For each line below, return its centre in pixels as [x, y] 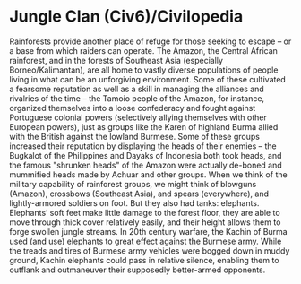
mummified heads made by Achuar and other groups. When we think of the [149, 174]
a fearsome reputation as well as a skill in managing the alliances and [137, 89]
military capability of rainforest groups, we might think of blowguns [133, 184]
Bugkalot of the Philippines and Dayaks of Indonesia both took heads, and [146, 155]
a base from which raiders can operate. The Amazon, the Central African [143, 50]
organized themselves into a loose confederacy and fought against [133, 108]
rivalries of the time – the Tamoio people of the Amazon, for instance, [137, 98]
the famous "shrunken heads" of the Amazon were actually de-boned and [146, 165]
